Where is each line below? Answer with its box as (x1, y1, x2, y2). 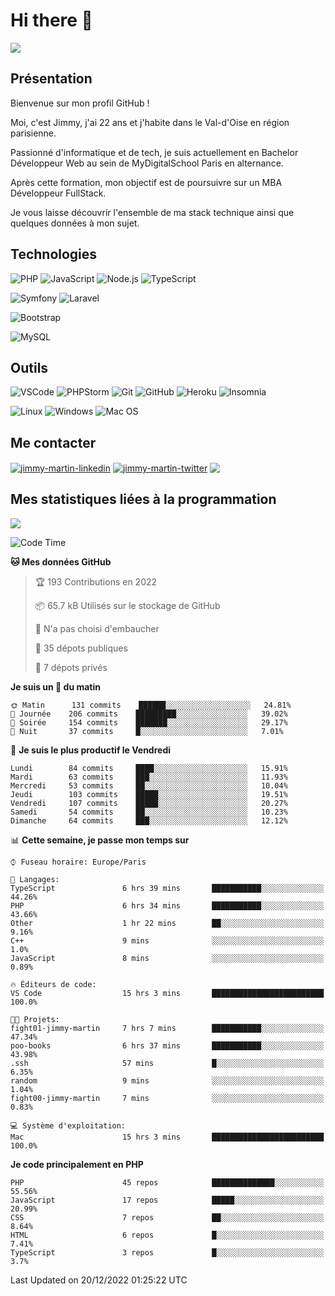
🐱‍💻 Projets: (10, 1014, 60, 1024)
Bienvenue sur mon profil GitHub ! (10, 97, 150, 109)
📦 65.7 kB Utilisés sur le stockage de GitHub (34, 599, 221, 611)
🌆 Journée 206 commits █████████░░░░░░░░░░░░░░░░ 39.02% (10, 709, 288, 719)
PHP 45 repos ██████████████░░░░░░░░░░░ (10, 1177, 325, 1188)
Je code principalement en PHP (10, 1158, 144, 1170)
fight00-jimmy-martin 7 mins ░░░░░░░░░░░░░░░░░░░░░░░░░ (10, 1093, 325, 1103)
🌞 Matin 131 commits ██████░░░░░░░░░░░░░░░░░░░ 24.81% (10, 700, 292, 710)
